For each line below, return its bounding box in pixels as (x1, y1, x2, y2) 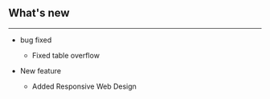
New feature (19, 65, 62, 75)
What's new (8, 6, 70, 20)
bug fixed (19, 35, 52, 45)
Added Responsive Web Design (31, 81, 137, 91)
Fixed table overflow (31, 50, 100, 60)
